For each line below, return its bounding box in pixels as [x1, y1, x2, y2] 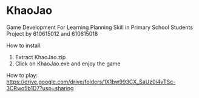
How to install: [6, 42, 42, 49]
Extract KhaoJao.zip [15, 53, 66, 60]
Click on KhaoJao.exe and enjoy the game [15, 60, 121, 67]
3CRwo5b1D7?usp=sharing [6, 84, 74, 91]
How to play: [6, 71, 38, 79]
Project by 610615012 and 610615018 [6, 30, 98, 37]
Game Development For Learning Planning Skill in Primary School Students [6, 24, 193, 31]
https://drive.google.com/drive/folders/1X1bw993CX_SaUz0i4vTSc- [6, 78, 176, 85]
